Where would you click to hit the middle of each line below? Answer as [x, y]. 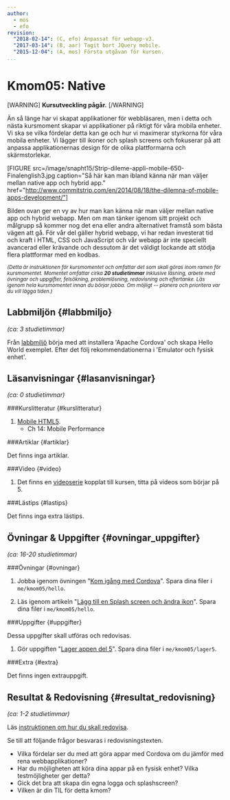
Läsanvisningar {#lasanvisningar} [81, 379]
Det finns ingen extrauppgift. [48, 675]
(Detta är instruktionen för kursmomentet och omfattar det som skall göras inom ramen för [114, 267]
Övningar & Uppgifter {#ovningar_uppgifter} [104, 538]
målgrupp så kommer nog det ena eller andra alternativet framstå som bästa [115, 225]
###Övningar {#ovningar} [44, 567]
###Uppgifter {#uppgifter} [45, 623]
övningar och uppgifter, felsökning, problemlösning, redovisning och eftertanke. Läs [106, 279]
